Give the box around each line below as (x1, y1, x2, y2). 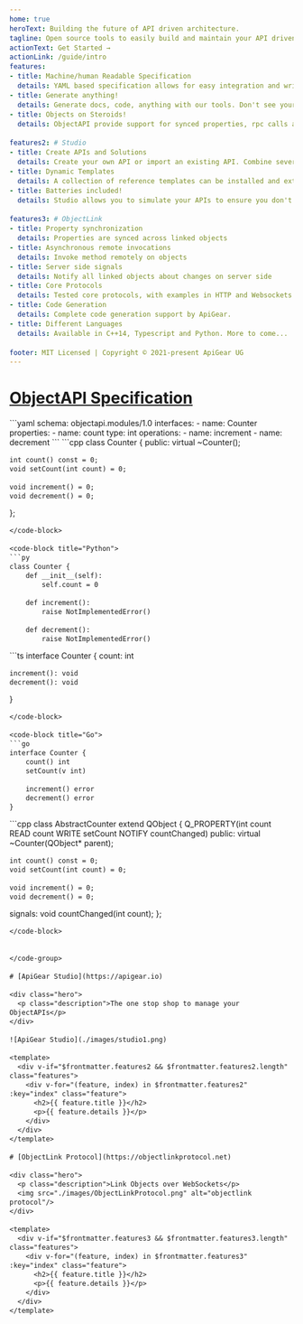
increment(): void (9, 669, 78, 678)
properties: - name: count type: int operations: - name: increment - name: (9, 427, 282, 438)
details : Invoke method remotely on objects (17, 253, 188, 262)
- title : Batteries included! (9, 186, 124, 195)
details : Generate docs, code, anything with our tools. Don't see (17, 100, 277, 109)
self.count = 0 (41, 581, 99, 590)
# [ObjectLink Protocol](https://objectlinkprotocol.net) (9, 1152, 232, 1162)
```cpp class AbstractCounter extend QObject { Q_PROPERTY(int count (9, 818, 272, 830)
